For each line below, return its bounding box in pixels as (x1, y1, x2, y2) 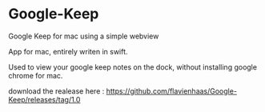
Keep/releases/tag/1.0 (8, 94, 81, 104)
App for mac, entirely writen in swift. (8, 46, 128, 56)
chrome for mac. (8, 70, 63, 80)
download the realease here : (8, 86, 105, 96)
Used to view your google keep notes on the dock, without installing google (8, 62, 258, 72)
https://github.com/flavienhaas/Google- (106, 86, 238, 96)
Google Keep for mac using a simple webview (8, 31, 159, 41)
